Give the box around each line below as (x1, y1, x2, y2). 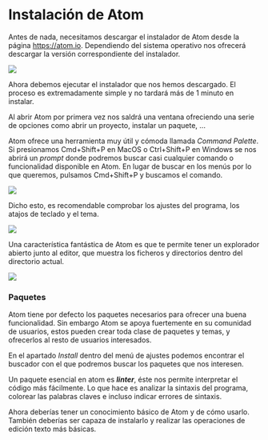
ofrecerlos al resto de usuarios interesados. (8, 335, 152, 345)
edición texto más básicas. (8, 424, 97, 434)
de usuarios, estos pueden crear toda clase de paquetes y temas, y (8, 326, 230, 337)
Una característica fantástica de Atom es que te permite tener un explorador (8, 239, 260, 249)
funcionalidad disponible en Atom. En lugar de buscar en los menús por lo (8, 162, 252, 171)
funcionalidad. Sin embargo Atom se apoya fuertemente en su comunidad (8, 318, 252, 328)
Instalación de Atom (8, 6, 144, 24)
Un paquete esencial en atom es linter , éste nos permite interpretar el (8, 374, 238, 385)
